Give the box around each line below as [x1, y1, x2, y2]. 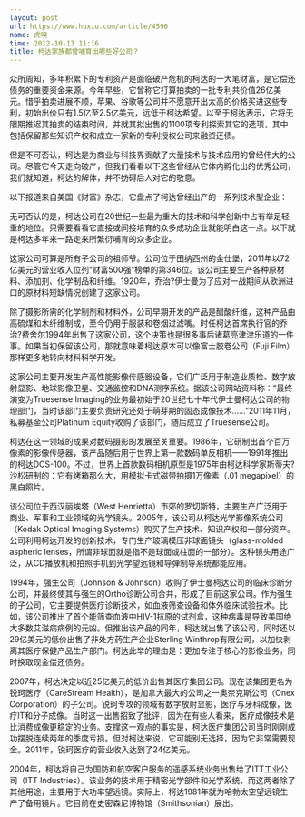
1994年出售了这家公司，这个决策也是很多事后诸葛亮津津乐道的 [44, 329, 279, 340]
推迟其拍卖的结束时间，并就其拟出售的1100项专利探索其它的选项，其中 [25, 119, 289, 130]
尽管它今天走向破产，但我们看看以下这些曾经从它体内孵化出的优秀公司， [25, 161, 296, 172]
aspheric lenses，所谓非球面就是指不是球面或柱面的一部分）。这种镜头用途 [9, 547, 288, 558]
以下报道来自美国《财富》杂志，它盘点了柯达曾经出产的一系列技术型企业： [9, 192, 288, 203]
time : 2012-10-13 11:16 [9, 38, 100, 48]
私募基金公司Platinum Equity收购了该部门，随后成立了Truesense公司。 [9, 417, 274, 428]
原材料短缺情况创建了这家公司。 [25, 287, 145, 298]
